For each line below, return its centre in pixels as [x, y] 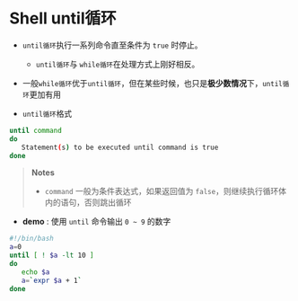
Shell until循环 [63, 18]
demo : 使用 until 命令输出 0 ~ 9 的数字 [96, 222]
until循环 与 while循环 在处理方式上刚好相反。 [118, 64]
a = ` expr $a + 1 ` [52, 280]
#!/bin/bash [31, 239]
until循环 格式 [47, 113]
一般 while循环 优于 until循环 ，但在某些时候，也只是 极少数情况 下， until [152, 83]
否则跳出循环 [108, 202]
